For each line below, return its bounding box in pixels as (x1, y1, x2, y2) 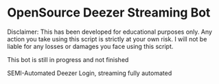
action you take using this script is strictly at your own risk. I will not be (7, 34, 207, 43)
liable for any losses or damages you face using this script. (7, 42, 174, 50)
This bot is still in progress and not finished (7, 55, 129, 63)
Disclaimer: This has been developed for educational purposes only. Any (7, 28, 213, 36)
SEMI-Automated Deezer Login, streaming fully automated (7, 69, 172, 77)
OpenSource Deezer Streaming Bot (7, 5, 211, 21)
